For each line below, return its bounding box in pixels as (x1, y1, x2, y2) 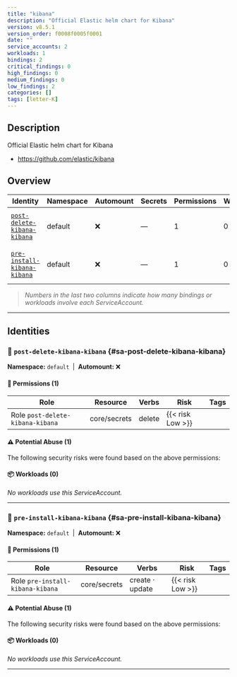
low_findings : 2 (7, 83, 55, 90)
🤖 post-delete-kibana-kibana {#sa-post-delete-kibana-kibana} (7, 346, 226, 356)
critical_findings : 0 (7, 63, 71, 70)
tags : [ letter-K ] (7, 96, 59, 103)
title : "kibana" (7, 10, 55, 18)
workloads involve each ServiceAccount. (24, 298, 144, 306)
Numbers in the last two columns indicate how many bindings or (24, 291, 213, 299)
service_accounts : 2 (7, 43, 68, 50)
